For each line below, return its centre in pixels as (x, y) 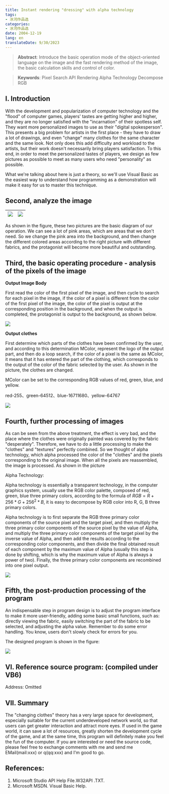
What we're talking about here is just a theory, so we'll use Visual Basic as (82, 174)
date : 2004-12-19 (23, 33)
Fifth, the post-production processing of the (76, 591)
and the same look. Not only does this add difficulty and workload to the (80, 143)
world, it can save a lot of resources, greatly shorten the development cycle (83, 731)
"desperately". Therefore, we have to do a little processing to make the (78, 444)
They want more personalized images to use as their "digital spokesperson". (84, 127)
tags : (11, 15)
